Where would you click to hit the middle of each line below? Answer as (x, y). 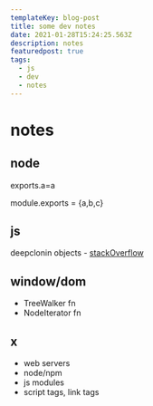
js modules (43, 382)
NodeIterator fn (52, 313)
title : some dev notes (53, 26)
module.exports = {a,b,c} (57, 203)
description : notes (47, 43)
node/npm (43, 373)
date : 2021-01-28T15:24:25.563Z (71, 34)
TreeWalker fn (49, 304)
